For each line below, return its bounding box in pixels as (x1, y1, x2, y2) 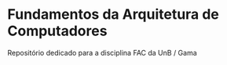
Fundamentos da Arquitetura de (7, 5, 219, 23)
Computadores (7, 22, 108, 40)
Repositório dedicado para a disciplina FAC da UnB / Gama (7, 48, 197, 57)
